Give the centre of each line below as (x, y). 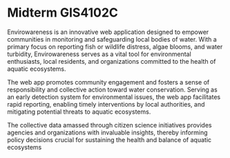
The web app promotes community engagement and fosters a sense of (108, 82)
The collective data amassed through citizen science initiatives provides (109, 125)
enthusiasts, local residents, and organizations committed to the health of (112, 61)
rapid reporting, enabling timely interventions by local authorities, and (106, 104)
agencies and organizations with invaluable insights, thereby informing (108, 132)
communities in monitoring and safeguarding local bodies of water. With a (112, 39)
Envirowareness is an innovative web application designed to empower (108, 32)
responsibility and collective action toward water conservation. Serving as (112, 89)
